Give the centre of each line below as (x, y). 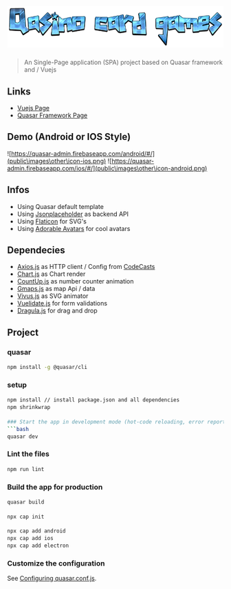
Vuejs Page (33, 108)
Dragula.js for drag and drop (57, 311)
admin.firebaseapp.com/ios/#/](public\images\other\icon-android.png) (107, 168)
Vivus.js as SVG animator (53, 296)
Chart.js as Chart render (51, 274)
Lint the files (28, 454)
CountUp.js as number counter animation (75, 281)
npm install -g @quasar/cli (47, 368)
